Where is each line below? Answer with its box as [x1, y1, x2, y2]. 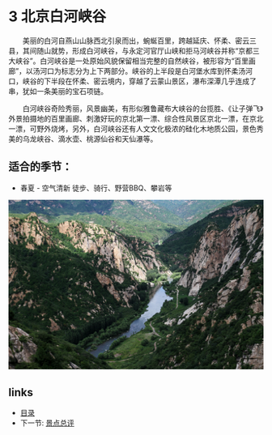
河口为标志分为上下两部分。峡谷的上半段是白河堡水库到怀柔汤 [40, 66, 246, 75]
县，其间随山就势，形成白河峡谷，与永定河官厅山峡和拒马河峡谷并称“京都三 [8, 45, 261, 55]
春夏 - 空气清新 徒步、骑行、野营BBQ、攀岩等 [19, 183, 172, 193]
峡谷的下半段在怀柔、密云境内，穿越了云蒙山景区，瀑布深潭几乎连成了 [22, 76, 257, 86]
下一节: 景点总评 [19, 418, 74, 428]
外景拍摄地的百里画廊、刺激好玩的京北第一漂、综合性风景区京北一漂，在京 [8, 113, 257, 123]
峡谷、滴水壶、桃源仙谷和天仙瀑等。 [36, 134, 158, 143]
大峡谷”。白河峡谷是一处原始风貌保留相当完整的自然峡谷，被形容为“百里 [8, 56, 249, 66]
